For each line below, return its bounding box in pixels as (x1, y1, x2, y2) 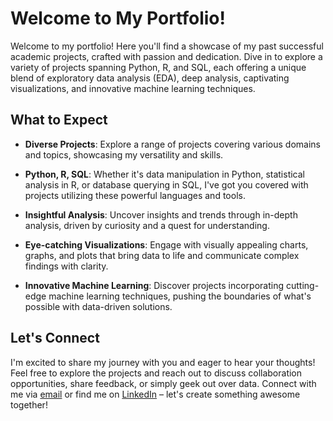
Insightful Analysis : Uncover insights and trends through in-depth (24, 208, 298, 221)
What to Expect (10, 112, 108, 129)
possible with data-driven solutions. (24, 300, 173, 312)
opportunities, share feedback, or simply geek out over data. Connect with (10, 377, 317, 389)
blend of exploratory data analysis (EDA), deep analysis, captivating (10, 72, 290, 84)
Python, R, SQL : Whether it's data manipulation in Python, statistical (24, 168, 306, 180)
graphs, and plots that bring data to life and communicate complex (24, 249, 300, 261)
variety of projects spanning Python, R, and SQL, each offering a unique (10, 61, 307, 73)
